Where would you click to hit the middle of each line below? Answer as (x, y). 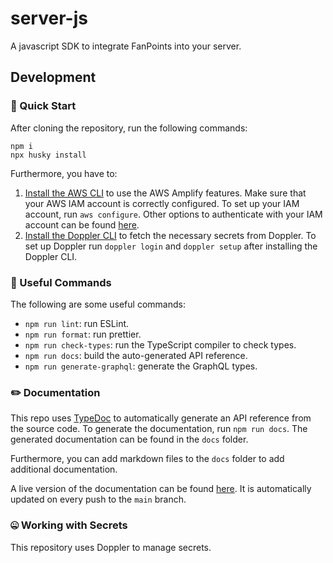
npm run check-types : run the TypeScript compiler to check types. (160, 344)
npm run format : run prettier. (83, 334)
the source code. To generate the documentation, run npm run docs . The (159, 429)
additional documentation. (64, 469)
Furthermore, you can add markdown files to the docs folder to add (147, 459)
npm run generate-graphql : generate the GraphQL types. (141, 366)
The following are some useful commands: (98, 304)
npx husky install (48, 155)
